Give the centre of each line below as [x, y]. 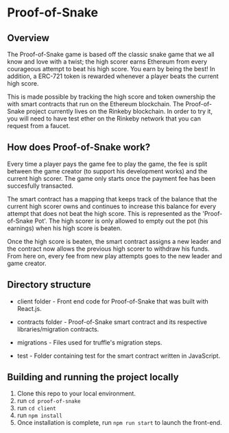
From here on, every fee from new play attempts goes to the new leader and [115, 256]
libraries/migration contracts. [58, 329]
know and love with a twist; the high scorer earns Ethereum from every [107, 62]
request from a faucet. [39, 126]
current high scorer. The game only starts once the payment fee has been [111, 178]
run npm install [40, 415]
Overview [28, 38]
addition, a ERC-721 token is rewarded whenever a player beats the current [113, 76]
